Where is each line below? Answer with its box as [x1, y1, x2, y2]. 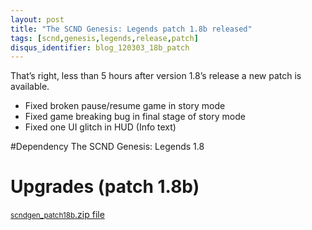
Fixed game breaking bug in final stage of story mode [24, 111, 246, 123]
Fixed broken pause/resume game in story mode [24, 100, 226, 112]
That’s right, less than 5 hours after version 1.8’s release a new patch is [10, 70, 302, 82]
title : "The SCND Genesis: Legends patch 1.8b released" [10, 24, 253, 34]
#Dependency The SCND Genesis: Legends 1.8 [10, 141, 205, 153]
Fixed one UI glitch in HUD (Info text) [24, 121, 177, 133]
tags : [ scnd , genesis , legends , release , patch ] [10, 33, 199, 43]
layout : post [10, 14, 65, 25]
